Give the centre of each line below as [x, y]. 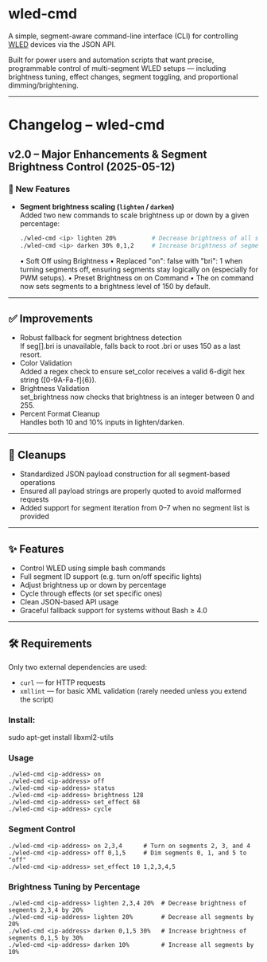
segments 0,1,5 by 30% [46, 938]
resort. [31, 354]
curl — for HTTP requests [62, 682]
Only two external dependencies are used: [77, 667]
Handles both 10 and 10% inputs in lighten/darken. [102, 422]
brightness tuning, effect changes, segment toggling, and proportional [123, 76]
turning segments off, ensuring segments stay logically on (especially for [139, 269]
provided [35, 516]
